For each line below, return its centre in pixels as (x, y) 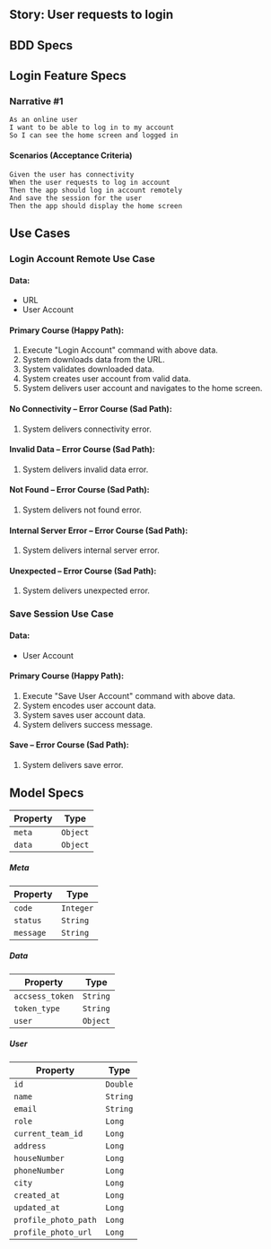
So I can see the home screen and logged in (94, 135)
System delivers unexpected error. (86, 590)
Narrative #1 (36, 101)
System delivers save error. (73, 764)
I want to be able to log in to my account (92, 128)
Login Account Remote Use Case (82, 258)
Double (119, 1084)
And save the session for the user (76, 198)
